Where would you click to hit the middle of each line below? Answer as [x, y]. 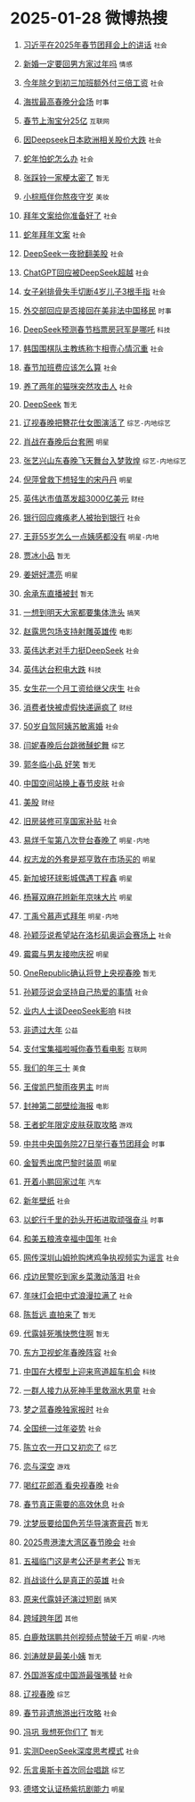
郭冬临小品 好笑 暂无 [59, 763]
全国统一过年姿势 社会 [62, 1428]
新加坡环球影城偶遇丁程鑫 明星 [77, 878]
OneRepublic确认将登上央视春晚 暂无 [89, 972]
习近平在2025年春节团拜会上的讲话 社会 [95, 45]
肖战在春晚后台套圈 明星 [66, 441]
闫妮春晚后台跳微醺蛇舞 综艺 [74, 745]
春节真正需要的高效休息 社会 [74, 1504]
